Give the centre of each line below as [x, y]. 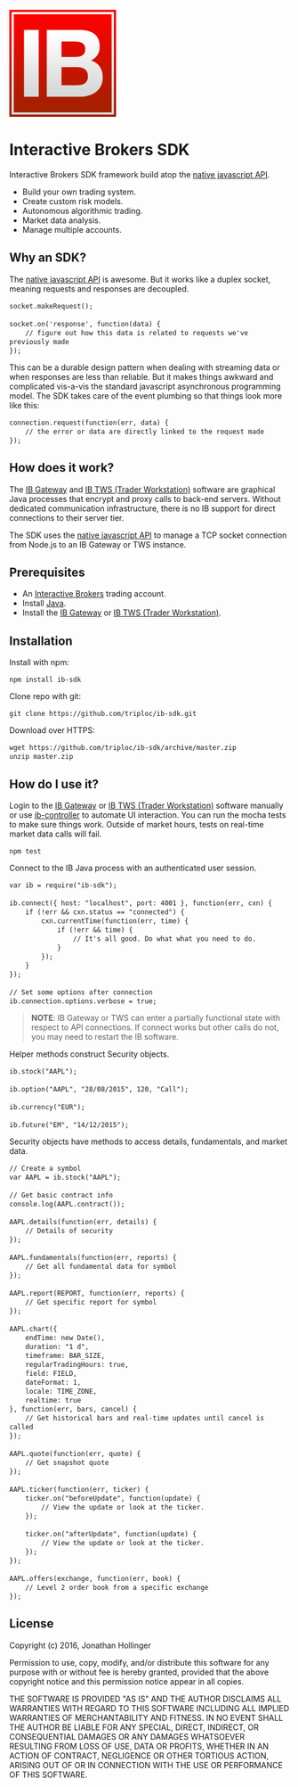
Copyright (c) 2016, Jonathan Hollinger [80, 1645]
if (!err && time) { [95, 930]
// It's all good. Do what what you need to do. [164, 939]
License [32, 1624]
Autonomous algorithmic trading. [82, 210]
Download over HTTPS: [52, 730]
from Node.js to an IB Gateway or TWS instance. [98, 544]
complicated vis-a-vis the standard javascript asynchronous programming [145, 386]
